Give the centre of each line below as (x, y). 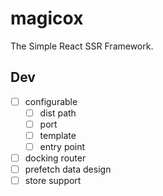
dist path (58, 113)
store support (53, 181)
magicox (47, 18)
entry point (62, 146)
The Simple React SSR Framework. (82, 46)
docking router (55, 158)
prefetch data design (68, 169)
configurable (51, 101)
